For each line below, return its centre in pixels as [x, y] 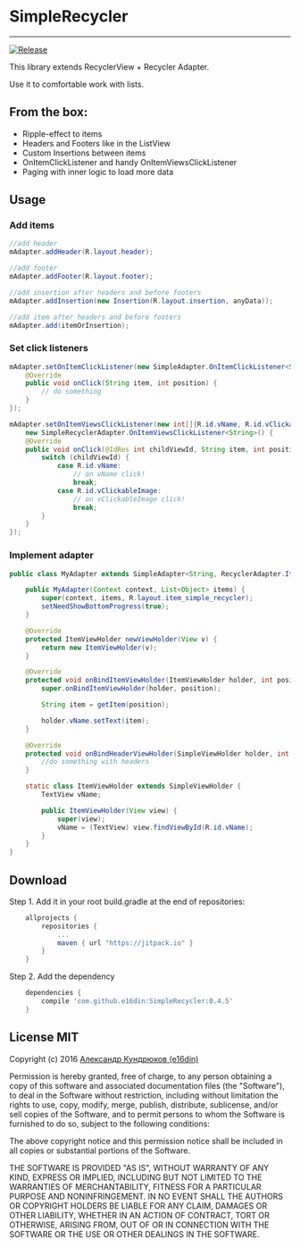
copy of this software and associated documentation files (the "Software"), [147, 1085]
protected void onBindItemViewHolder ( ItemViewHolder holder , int [150, 681]
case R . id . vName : [89, 466]
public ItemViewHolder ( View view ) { [109, 810]
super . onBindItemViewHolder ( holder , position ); [131, 689]
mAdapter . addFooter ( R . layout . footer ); [81, 277]
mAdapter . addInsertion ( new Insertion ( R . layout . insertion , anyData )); [142, 301]
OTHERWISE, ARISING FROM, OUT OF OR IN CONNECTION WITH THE [139, 1225]
